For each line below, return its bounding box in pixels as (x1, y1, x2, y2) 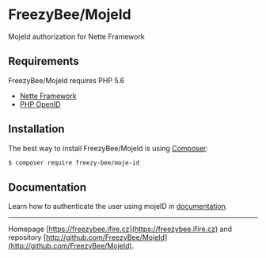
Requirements (8, 55, 79, 68)
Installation (8, 123, 65, 136)
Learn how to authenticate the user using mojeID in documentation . (8, 202, 228, 211)
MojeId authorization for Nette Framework (8, 32, 145, 41)
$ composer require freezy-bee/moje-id (8, 158, 140, 167)
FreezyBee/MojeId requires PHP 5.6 (8, 75, 125, 85)
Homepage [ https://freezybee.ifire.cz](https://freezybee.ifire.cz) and (8, 224, 232, 234)
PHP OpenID (19, 99, 61, 108)
